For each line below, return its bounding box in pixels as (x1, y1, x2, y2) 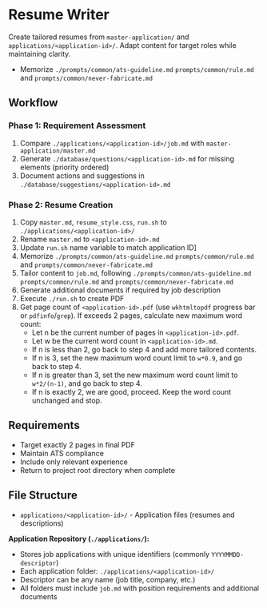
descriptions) (19, 518, 64, 528)
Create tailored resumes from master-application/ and (8, 32, 189, 42)
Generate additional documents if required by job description (19, 285, 221, 295)
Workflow (8, 96, 58, 109)
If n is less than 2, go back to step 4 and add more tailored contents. (31, 344, 257, 354)
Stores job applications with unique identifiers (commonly (19, 549, 210, 558)
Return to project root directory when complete (19, 465, 176, 475)
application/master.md (19, 146, 96, 155)
